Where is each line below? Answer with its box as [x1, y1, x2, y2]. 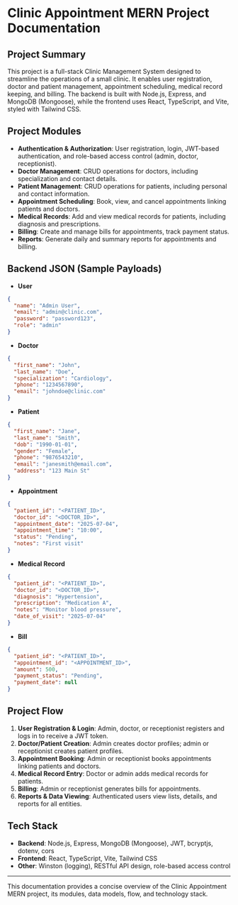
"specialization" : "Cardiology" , [13, 375, 113, 382]
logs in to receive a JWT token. [17, 731, 108, 740]
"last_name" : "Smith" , [13, 434, 81, 441]
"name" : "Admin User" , [13, 302, 81, 309]
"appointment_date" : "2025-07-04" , [13, 520, 119, 527]
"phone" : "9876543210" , [13, 454, 84, 461]
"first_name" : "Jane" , [13, 427, 81, 434]
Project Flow [7, 705, 64, 718]
